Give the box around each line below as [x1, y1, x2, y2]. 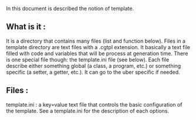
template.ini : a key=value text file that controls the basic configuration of [6, 101, 183, 108]
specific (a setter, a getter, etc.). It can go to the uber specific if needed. [6, 68, 180, 76]
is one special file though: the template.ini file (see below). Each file [6, 56, 170, 63]
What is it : [6, 22, 46, 32]
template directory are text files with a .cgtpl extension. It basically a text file [6, 43, 191, 50]
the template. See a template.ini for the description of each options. [6, 107, 169, 114]
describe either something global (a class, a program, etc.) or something [6, 62, 181, 69]
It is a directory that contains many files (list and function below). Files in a [6, 37, 186, 44]
